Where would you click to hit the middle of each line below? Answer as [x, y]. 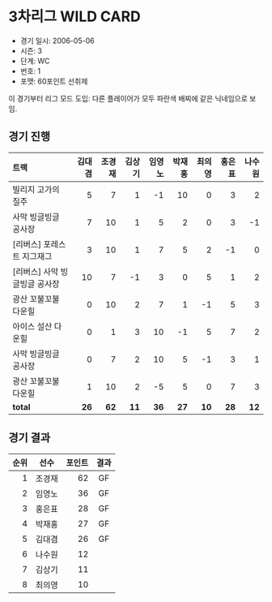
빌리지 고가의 [36, 189]
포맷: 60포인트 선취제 [54, 81]
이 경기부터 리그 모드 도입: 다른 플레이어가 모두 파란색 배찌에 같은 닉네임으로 [128, 98]
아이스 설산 [32, 326]
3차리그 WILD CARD [75, 17]
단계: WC [35, 61]
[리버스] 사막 [36, 271]
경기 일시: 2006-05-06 [57, 41]
